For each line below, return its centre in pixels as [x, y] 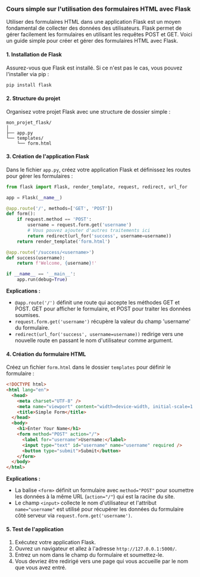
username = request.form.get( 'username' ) [80, 225]
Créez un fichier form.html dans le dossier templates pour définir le [89, 367]
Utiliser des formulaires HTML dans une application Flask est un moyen [93, 22]
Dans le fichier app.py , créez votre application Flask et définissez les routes [99, 170]
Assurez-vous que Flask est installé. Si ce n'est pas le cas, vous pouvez [94, 68]
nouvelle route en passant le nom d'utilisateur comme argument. [94, 340]
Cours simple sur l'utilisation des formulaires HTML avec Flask [99, 9]
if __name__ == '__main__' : [41, 274]
